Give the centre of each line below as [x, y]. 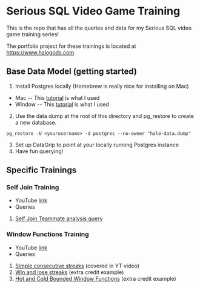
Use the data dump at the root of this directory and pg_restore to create [105, 116]
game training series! [33, 34]
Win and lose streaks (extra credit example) [69, 272]
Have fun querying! [39, 151]
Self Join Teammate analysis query [59, 218]
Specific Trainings [42, 170]
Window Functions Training [48, 234]
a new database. [36, 122]
